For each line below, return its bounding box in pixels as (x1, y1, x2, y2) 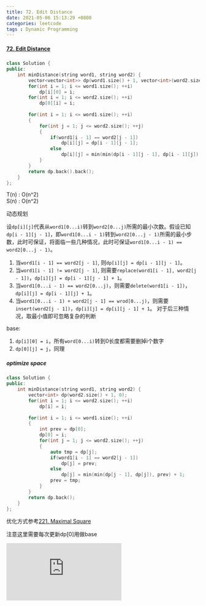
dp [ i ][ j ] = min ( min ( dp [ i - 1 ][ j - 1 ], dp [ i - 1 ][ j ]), (61, 151, 202, 158)
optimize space (6, 359, 47, 367)
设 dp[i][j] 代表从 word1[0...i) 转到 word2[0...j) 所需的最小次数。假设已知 (6, 223, 191, 230)
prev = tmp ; (50, 477, 81, 484)
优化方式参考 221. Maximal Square (6, 518, 91, 525)
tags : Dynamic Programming (6, 26, 78, 32)
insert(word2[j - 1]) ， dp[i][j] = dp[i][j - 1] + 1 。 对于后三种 (15, 305, 184, 312)
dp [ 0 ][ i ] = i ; (39, 100, 75, 107)
